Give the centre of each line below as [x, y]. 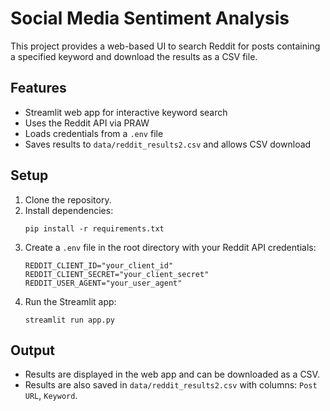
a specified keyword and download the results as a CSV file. [134, 56]
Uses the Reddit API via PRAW [87, 123]
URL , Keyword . [51, 396]
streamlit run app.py [69, 320]
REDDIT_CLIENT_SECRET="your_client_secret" [117, 274]
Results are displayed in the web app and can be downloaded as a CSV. [172, 374]
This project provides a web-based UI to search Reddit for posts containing [165, 46]
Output [32, 350]
